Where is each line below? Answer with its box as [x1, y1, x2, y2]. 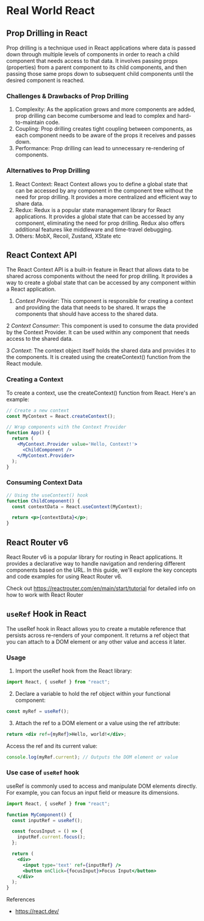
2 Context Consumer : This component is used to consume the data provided [6, 322, 199, 330]
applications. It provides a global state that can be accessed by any [15, 213, 185, 220]
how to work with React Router [6, 591, 83, 599]
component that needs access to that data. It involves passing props [6, 57, 178, 64]
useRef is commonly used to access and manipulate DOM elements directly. [6, 782, 197, 790]
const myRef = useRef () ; [6, 708, 69, 715]
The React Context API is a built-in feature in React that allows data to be [6, 266, 189, 274]
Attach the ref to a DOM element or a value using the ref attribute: [15, 719, 180, 727]
